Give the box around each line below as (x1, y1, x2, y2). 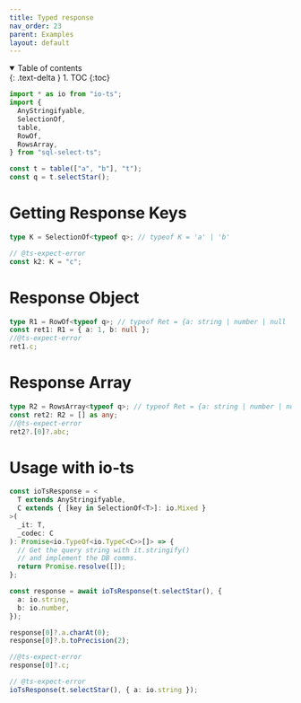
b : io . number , (17, 603, 70, 612)
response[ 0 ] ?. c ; (9, 661, 70, 670)
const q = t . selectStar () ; (9, 172, 110, 182)
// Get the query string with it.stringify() (17, 545, 191, 555)
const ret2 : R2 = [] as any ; (9, 410, 118, 419)
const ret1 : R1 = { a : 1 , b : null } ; (9, 325, 150, 335)
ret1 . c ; (9, 342, 39, 351)
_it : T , (17, 520, 47, 530)
